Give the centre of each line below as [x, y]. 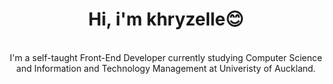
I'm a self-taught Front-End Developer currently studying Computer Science [166, 57]
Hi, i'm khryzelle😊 [166, 19]
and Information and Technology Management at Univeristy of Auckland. [166, 68]
